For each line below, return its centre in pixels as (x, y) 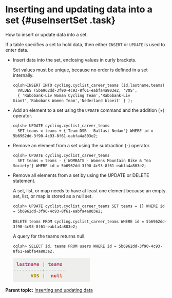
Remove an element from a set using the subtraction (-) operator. (81, 145)
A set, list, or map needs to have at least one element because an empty (89, 190)
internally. (23, 75)
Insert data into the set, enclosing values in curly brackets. (75, 59)
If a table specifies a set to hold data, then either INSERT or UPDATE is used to (85, 44)
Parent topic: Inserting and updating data (49, 290)
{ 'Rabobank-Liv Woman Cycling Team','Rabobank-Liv (74, 95)
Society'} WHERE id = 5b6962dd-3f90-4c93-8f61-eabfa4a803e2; (80, 166)
